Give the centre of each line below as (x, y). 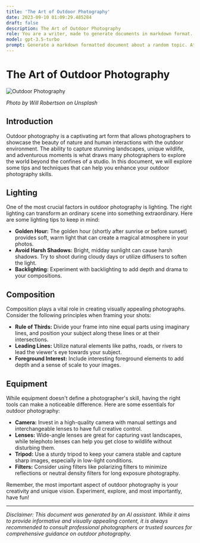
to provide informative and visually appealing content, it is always (87, 521)
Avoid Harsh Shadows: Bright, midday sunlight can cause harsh (93, 250)
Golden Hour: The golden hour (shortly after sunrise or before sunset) (101, 231)
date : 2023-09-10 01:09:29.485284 (49, 17)
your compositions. (38, 276)
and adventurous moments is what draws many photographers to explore (96, 155)
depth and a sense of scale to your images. (68, 365)
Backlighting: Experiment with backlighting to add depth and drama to (101, 269)
